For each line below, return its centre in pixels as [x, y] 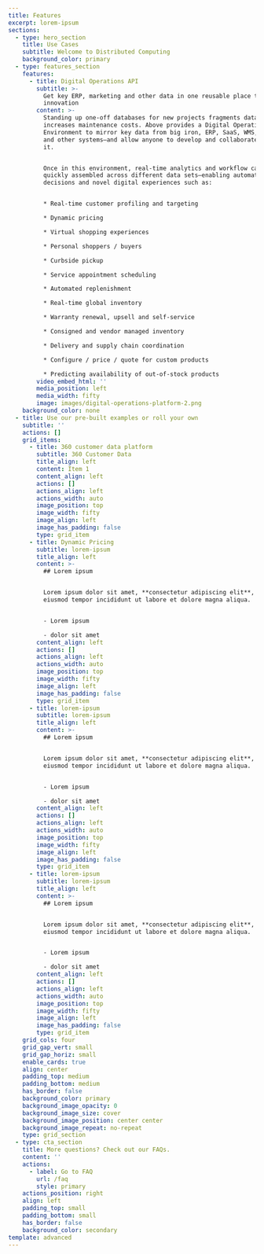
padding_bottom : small [59, 1215]
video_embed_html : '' [72, 381]
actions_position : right [63, 1193]
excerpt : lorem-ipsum [44, 23]
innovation [61, 103]
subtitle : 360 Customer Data [84, 454]
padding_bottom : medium [61, 1084]
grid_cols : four [49, 1040]
